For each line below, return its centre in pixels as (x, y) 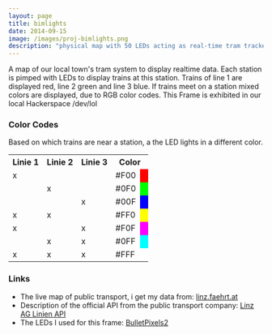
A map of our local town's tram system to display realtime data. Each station (135, 69)
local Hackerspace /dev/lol (53, 104)
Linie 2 (60, 162)
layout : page (30, 16)
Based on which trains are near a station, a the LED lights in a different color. (136, 142)
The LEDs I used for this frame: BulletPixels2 (94, 322)
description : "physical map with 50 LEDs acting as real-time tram (125, 46)
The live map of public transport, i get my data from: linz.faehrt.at (129, 296)
